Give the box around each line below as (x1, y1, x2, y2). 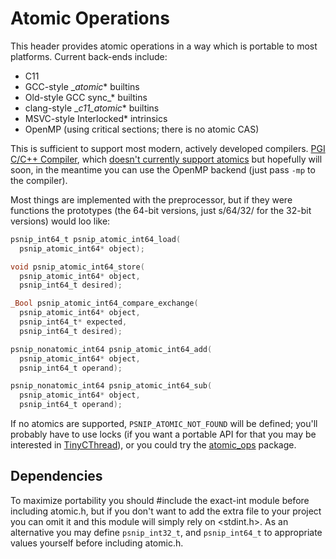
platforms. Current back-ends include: (10, 50, 168, 62)
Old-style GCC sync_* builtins (24, 91, 148, 103)
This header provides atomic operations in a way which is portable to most (10, 40, 318, 52)
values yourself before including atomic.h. (10, 537, 184, 549)
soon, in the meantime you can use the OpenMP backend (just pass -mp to (10, 163, 316, 176)
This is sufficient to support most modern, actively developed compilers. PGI (10, 142, 326, 154)
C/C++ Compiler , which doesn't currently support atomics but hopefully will (10, 153, 323, 165)
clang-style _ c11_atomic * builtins (24, 102, 160, 114)
